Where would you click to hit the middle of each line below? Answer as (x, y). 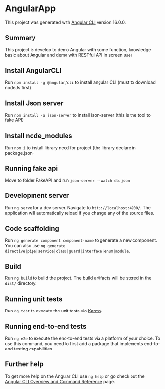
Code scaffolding (32, 228)
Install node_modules (39, 136)
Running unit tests (34, 299)
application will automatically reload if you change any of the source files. (80, 213)
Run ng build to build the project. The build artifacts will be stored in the (78, 278)
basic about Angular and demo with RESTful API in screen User (69, 55)
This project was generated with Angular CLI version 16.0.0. (66, 22)
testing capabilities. (34, 349)
